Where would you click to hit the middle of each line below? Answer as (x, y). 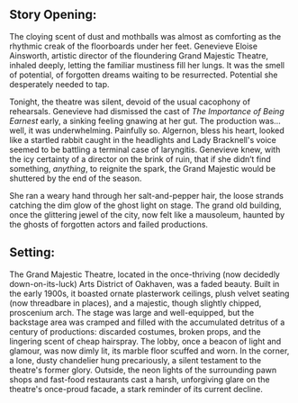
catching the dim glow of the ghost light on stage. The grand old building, (145, 205)
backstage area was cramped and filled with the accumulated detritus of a (147, 322)
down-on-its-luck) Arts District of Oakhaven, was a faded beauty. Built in (144, 283)
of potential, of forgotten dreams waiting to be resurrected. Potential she (144, 75)
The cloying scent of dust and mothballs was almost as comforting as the (145, 36)
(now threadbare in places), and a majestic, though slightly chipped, (135, 303)
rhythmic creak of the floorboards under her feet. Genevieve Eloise (134, 46)
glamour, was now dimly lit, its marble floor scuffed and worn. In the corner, (149, 351)
